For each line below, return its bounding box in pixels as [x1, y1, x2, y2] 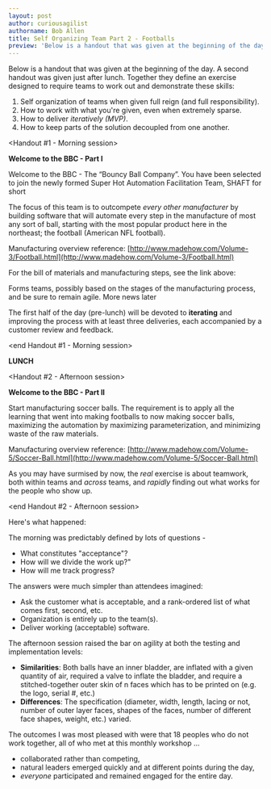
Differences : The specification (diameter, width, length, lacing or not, [19, 697, 251, 707]
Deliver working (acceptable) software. [19, 623, 150, 632]
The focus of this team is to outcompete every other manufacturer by [8, 203, 240, 212]
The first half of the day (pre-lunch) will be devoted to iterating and [8, 308, 232, 317]
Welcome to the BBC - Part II [8, 388, 106, 397]
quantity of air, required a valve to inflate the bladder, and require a [19, 671, 243, 681]
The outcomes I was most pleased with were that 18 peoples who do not [8, 730, 249, 740]
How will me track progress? [19, 566, 115, 576]
